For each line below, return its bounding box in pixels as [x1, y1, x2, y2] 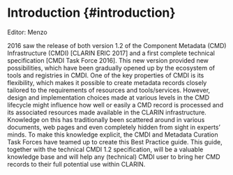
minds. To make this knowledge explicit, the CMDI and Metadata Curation [7, 130, 218, 139]
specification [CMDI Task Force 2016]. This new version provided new [7, 56, 209, 64]
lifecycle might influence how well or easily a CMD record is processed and [7, 100, 224, 109]
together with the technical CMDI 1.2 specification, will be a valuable [7, 145, 204, 153]
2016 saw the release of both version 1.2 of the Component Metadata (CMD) [7, 41, 227, 50]
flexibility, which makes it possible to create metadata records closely [7, 78, 207, 86]
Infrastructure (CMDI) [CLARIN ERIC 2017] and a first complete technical [7, 49, 215, 57]
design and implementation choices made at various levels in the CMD [7, 93, 209, 102]
